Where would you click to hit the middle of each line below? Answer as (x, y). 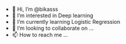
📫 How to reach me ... (40, 35)
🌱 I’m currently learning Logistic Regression (66, 22)
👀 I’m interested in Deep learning (52, 15)
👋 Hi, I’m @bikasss (35, 9)
